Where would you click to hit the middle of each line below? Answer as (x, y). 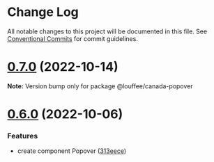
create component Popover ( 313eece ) (72, 151)
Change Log (43, 12)
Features (23, 136)
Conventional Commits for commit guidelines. (72, 38)
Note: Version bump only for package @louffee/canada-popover (100, 86)
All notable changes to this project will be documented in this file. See (107, 31)
